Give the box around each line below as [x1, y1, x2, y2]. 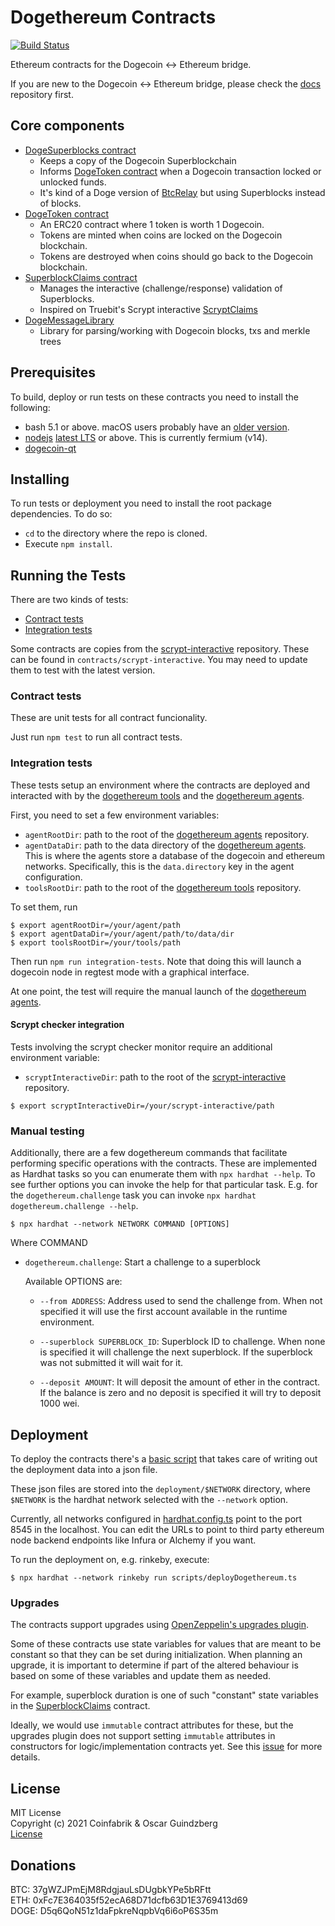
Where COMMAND [10, 1237, 88, 1249]
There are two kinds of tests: [10, 594, 129, 606]
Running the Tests [10, 567, 127, 584]
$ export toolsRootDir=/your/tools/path [10, 937, 182, 948]
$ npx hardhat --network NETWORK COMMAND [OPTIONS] [10, 1219, 230, 1230]
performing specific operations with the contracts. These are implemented [10, 1157, 317, 1170]
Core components [10, 117, 125, 135]
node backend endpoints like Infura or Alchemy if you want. [10, 1534, 257, 1546]
